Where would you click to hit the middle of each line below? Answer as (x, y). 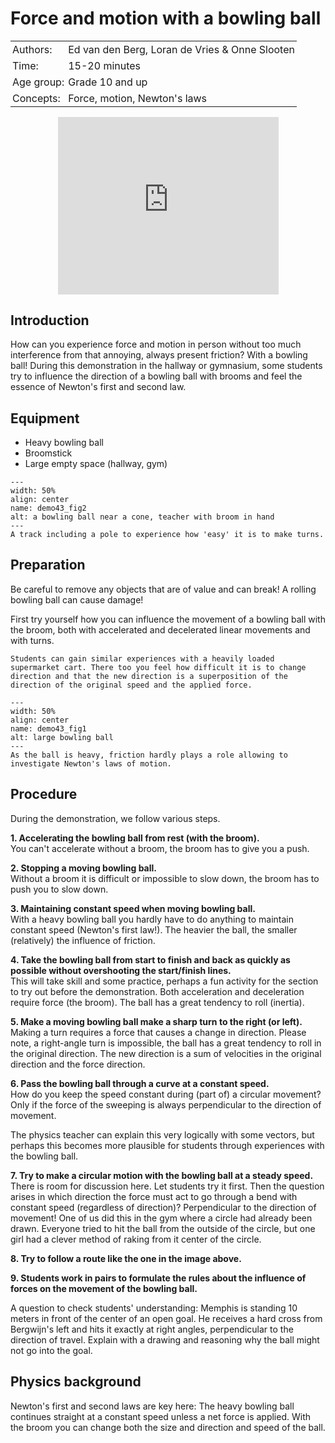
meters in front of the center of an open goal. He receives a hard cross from (166, 1318)
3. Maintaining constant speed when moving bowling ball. (133, 908)
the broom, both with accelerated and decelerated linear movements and (160, 629)
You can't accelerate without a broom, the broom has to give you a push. (160, 848)
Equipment (45, 418)
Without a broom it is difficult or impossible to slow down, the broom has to (165, 878)
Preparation (48, 565)
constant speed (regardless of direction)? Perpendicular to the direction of (163, 1207)
